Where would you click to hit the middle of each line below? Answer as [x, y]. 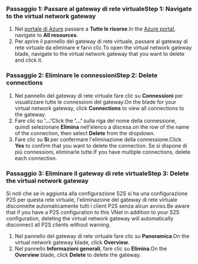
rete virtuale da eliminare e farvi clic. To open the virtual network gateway [103, 48]
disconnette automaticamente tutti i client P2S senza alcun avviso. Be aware [98, 206]
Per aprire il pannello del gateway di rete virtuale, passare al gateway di [101, 41]
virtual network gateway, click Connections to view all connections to [99, 108]
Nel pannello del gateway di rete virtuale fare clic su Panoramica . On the [102, 236]
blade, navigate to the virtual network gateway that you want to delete [99, 54]
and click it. [29, 60]
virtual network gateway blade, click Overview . [72, 242]
